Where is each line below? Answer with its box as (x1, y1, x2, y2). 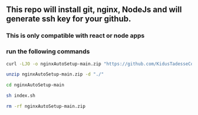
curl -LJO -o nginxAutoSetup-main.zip (6, 61, 101, 67)
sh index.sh (6, 93, 35, 99)
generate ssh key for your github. (6, 14, 131, 24)
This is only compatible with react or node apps (6, 32, 145, 40)
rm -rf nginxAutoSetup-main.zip (6, 103, 85, 110)
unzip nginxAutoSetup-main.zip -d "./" (6, 71, 104, 77)
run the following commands (6, 47, 90, 55)
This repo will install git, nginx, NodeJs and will (6, 5, 182, 15)
